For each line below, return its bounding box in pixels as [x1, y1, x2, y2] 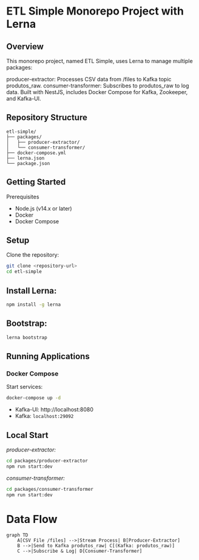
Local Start [6, 430, 49, 440]
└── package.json [6, 160, 50, 166]
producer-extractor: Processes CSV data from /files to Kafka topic [6, 76, 172, 83]
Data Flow [6, 512, 58, 526]
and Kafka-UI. [6, 95, 41, 102]
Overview [6, 41, 44, 52]
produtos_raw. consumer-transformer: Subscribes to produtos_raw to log [6, 82, 189, 89]
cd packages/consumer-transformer [6, 486, 94, 492]
